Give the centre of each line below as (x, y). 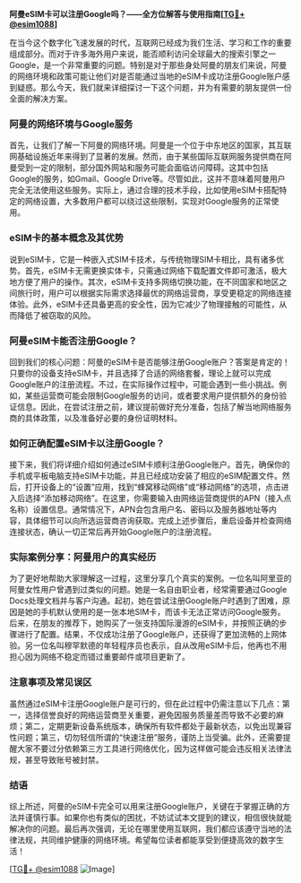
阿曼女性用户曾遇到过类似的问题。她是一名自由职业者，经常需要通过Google (148, 590)
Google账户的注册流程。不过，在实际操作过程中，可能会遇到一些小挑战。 (144, 384)
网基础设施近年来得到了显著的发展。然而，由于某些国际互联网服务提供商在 (146, 157)
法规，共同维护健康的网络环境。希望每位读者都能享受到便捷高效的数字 (146, 840)
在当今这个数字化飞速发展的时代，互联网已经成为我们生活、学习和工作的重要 (150, 43)
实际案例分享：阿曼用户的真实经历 (83, 558)
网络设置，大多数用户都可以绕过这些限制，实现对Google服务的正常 (148, 202)
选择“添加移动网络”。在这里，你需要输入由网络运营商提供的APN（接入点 (158, 498)
